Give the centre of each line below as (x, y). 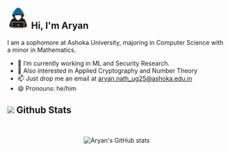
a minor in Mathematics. (42, 50)
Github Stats (44, 110)
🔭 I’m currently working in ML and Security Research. (93, 63)
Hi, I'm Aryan (60, 26)
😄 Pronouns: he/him (47, 88)
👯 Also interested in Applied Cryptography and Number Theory (107, 71)
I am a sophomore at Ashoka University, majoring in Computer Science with (115, 42)
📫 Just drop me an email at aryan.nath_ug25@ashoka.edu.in (105, 78)
